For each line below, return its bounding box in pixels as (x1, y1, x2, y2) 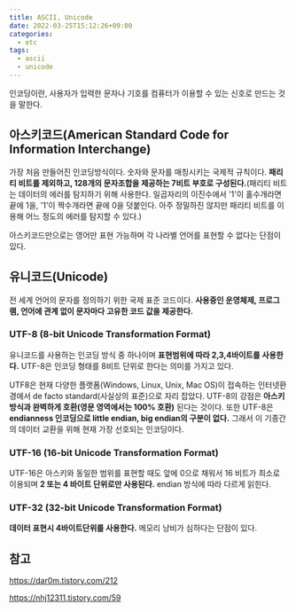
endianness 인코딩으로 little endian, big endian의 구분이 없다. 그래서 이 (9, 412, 263, 423)
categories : (9, 29, 53, 38)
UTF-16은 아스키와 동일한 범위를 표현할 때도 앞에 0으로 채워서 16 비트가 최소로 (9, 467, 281, 479)
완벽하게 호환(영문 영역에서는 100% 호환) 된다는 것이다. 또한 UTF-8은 (32, 401, 274, 412)
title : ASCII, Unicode (9, 12, 93, 22)
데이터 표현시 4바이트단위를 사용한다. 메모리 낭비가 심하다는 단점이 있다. (9, 522, 258, 533)
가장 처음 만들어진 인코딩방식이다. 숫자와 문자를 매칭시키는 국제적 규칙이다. (9, 166, 268, 177)
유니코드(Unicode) (9, 270, 109, 285)
